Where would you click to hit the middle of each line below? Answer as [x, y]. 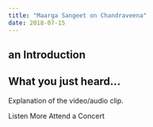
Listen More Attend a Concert [56, 116]
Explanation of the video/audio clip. [66, 100]
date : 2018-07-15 [37, 23]
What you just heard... [65, 82]
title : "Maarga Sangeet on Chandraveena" [78, 15]
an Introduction [47, 55]
